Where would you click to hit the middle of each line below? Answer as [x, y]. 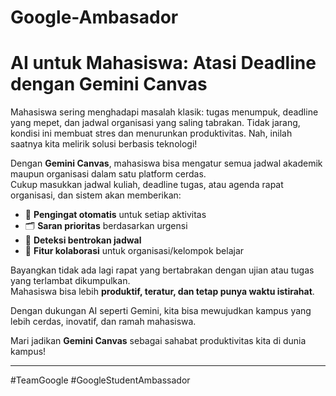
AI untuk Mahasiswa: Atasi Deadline [163, 63]
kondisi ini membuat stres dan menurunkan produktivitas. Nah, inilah [151, 133]
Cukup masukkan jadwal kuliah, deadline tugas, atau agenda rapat [147, 185]
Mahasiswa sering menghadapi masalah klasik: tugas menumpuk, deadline [164, 112]
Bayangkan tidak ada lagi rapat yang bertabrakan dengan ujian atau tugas [162, 270]
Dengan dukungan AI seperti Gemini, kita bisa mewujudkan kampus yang [161, 311]
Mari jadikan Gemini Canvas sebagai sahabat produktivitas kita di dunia [158, 341]
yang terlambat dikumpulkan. [70, 281]
